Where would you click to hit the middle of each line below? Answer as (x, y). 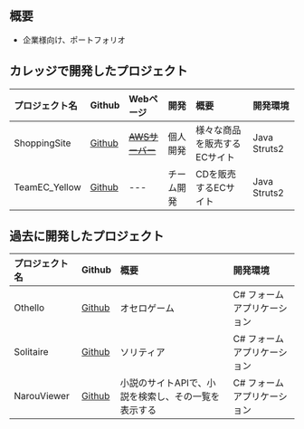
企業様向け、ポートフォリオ (74, 40)
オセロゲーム (147, 309)
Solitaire (31, 352)
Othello (29, 308)
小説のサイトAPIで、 (163, 383)
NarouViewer (42, 396)
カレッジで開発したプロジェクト (99, 71)
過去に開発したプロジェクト (87, 237)
